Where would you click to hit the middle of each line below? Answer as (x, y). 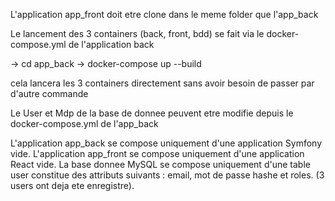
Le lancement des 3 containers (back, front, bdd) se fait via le (137, 33)
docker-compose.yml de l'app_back (84, 123)
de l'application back (111, 44)
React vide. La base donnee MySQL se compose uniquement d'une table (160, 164)
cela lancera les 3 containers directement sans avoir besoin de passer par (162, 83)
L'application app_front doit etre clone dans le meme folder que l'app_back (164, 14)
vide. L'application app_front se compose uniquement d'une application (157, 153)
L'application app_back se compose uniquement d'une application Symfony (166, 143)
